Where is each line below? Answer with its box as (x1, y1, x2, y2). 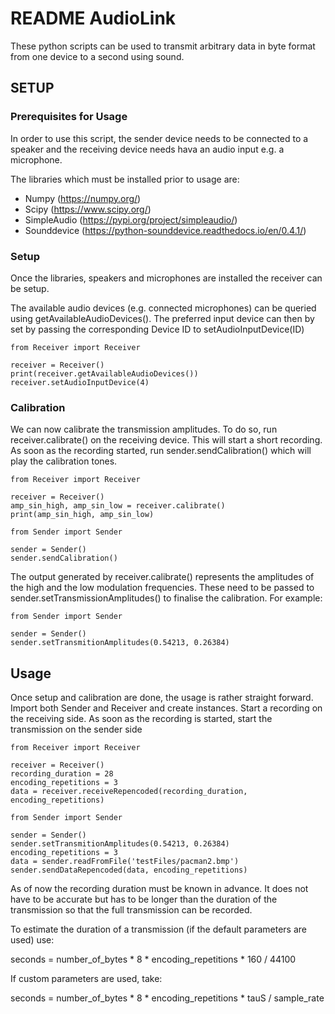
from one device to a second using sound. (10, 50, 185, 62)
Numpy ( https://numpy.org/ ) (24, 192, 142, 204)
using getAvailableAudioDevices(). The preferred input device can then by (10, 312, 315, 324)
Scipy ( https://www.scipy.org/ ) (24, 203, 152, 215)
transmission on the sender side (10, 723, 143, 736)
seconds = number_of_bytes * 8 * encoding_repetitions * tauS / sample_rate (10, 992, 325, 1004)
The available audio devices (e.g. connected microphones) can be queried (10, 302, 317, 314)
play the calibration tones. (10, 455, 118, 467)
